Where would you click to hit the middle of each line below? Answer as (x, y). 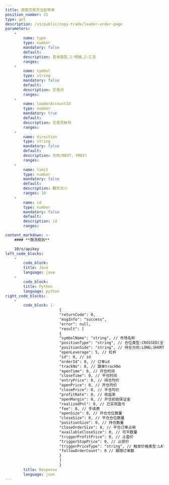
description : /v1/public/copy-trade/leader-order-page (64, 24)
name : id (32, 203)
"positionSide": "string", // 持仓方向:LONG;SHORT (112, 348)
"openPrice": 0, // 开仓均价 (88, 385)
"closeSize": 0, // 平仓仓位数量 (92, 418)
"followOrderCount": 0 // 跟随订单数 (97, 451)
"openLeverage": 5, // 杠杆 (88, 352)
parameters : (18, 29)
